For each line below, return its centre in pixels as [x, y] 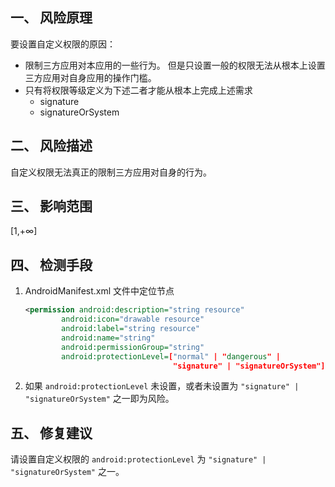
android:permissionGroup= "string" [133, 347]
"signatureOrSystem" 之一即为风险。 [99, 399]
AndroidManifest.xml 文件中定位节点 [99, 291]
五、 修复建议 [51, 433]
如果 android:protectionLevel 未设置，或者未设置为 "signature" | [162, 386]
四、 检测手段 [51, 264]
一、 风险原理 [51, 18]
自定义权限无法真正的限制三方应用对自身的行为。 [111, 172]
